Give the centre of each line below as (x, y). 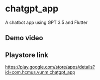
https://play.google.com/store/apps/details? (50, 67)
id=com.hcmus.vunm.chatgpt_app (40, 72)
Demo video (24, 38)
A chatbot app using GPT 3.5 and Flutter (47, 22)
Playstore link (27, 55)
